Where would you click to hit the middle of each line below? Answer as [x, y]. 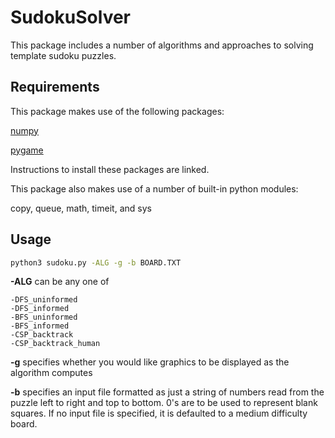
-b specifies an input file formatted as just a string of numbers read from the [167, 392]
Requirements [55, 87]
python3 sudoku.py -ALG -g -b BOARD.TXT [96, 262]
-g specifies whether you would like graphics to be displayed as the [150, 362]
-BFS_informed [40, 326]
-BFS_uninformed [44, 317]
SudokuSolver [71, 17]
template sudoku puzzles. [63, 55]
